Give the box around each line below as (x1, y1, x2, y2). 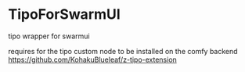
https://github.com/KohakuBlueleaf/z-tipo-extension (8, 55, 178, 64)
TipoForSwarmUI (8, 5, 121, 23)
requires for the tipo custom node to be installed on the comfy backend (8, 46, 238, 56)
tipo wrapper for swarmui (8, 31, 90, 41)
